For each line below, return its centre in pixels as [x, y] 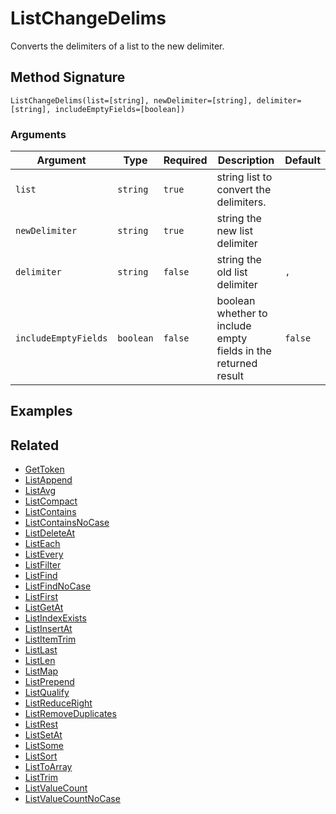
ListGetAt [44, 608]
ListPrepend [49, 682]
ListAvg [40, 491]
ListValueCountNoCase [72, 799]
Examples [41, 411]
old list [232, 272]
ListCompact [51, 501]
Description [246, 160]
